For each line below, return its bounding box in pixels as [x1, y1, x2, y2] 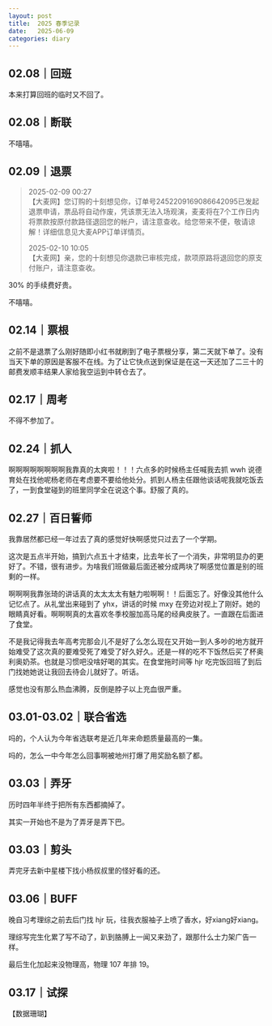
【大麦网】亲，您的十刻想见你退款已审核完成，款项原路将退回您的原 [28, 252, 256, 262]
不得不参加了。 [8, 415, 58, 426]
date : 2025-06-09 [8, 27, 74, 35]
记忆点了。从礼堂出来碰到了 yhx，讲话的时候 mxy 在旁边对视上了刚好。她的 [8, 599, 261, 608]
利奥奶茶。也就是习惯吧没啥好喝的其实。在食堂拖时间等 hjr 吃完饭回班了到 [8, 656, 255, 666]
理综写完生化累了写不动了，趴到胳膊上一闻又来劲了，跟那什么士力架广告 [8, 932, 249, 942]
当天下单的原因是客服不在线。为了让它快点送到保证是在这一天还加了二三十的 [8, 356, 264, 366]
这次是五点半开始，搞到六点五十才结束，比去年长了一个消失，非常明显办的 [8, 551, 257, 560]
